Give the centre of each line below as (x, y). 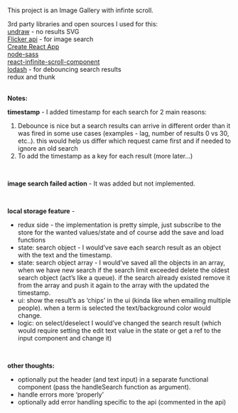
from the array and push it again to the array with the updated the (113, 285)
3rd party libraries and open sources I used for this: (83, 24)
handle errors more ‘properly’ (61, 395)
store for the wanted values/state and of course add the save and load (120, 232)
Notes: (18, 98)
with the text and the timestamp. (65, 255)
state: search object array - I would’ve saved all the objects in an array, (121, 263)
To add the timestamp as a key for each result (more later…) (105, 156)
